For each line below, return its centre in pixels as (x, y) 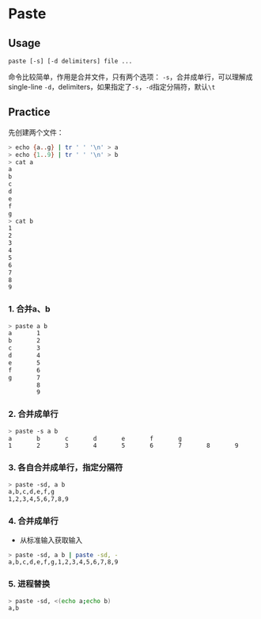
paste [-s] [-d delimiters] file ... (70, 61)
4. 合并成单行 (34, 522)
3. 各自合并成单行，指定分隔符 (66, 468)
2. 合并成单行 (33, 415)
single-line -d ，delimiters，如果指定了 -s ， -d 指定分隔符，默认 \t (112, 87)
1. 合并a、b (29, 309)
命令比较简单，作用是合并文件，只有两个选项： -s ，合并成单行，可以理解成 (130, 77)
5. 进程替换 (29, 584)
